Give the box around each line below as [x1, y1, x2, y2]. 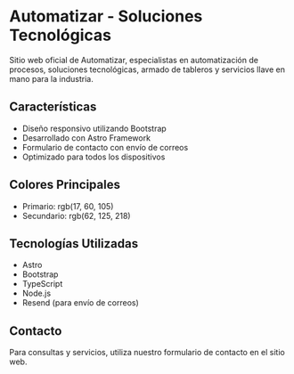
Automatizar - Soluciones [9, 6, 203, 27]
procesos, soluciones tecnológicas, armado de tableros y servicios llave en [9, 64, 285, 75]
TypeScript [21, 279, 63, 289]
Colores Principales [9, 177, 120, 192]
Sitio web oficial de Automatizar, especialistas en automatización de [9, 54, 258, 65]
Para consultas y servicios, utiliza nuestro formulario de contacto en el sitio [9, 347, 285, 358]
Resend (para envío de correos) [21, 297, 140, 308]
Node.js [21, 288, 52, 299]
